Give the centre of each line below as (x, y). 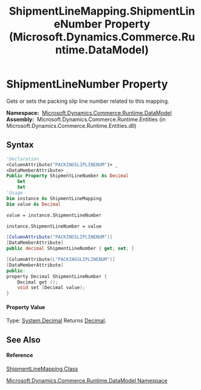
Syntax (20, 145)
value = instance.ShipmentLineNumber (54, 215)
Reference (20, 355)
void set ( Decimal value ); (51, 288)
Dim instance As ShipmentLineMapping (54, 198)
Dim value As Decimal (34, 204)
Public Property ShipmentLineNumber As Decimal (68, 176)
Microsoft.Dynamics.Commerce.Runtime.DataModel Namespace (87, 380)
